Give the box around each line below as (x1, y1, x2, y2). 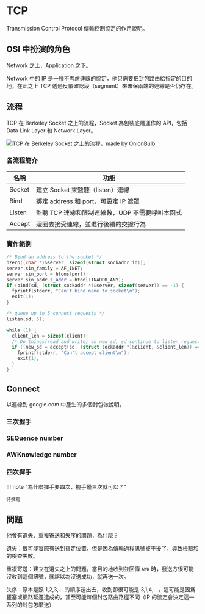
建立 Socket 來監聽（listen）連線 (35, 186, 130, 194)
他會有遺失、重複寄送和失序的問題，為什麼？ (6, 532, 119, 539)
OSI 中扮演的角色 (6, 44, 70, 55)
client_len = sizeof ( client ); (12, 333, 88, 339)
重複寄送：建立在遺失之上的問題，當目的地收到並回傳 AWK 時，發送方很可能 (6, 565, 194, 572)
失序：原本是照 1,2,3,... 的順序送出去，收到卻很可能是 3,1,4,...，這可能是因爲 (6, 586, 196, 593)
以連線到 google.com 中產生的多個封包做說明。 (6, 400, 125, 408)
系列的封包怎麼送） (6, 601, 55, 609)
